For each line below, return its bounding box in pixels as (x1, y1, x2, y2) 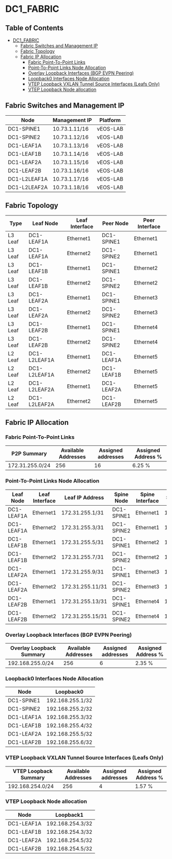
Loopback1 (55, 811, 83, 818)
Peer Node (102, 220, 129, 227)
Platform (99, 116, 121, 123)
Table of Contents (5, 24, 64, 32)
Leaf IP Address (64, 494, 104, 501)
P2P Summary (11, 450, 47, 457)
